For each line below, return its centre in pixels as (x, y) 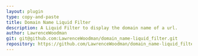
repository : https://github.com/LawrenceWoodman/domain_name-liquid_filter (101, 44)
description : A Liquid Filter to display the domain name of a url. (92, 28)
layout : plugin (25, 11)
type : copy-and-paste (33, 17)
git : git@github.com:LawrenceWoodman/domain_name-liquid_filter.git (92, 38)
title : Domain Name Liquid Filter (49, 22)
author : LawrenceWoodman (37, 33)
